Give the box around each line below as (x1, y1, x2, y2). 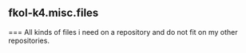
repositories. (8, 36, 50, 45)
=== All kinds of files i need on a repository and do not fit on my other (8, 27, 238, 36)
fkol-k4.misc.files (8, 6, 99, 20)
